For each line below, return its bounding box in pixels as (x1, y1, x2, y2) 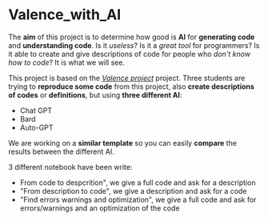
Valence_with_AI (8, 6, 122, 24)
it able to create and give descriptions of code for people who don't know (8, 49, 250, 58)
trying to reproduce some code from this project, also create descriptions (8, 82, 254, 91)
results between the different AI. (8, 147, 114, 156)
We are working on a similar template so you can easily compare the (8, 138, 238, 147)
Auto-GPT (19, 123, 54, 132)
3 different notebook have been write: (8, 162, 133, 171)
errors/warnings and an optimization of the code (19, 203, 180, 213)
